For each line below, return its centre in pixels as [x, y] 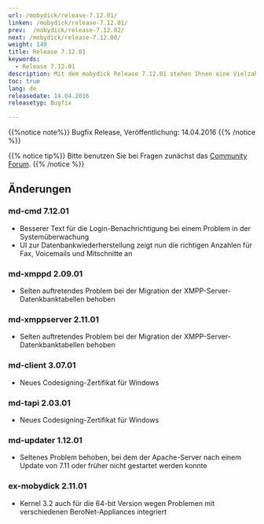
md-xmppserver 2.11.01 [54, 320]
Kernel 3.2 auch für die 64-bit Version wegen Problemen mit [117, 503]
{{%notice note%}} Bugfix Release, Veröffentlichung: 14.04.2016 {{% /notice [132, 132]
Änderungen [40, 189]
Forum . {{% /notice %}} [46, 164]
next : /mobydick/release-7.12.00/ [65, 37]
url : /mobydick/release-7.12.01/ [63, 15]
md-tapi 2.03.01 [39, 403]
